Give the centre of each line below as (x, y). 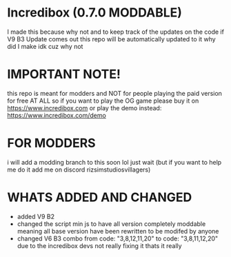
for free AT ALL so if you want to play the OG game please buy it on (103, 101)
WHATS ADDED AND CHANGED (100, 197)
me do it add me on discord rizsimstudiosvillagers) (79, 169)
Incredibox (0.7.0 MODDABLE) (95, 13)
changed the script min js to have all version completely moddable (111, 224)
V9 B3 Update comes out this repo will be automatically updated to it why (111, 39)
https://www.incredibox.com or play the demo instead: (84, 107)
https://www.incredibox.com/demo (57, 115)
